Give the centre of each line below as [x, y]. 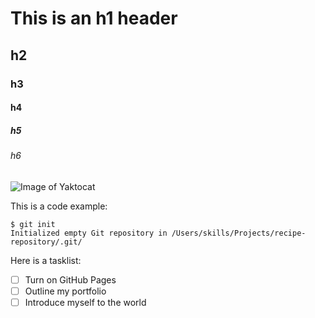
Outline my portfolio [65, 291]
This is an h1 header [94, 18]
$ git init [33, 224]
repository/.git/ [46, 242]
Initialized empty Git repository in [89, 233]
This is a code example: [59, 206]
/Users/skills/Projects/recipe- [239, 233]
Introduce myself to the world [85, 302]
